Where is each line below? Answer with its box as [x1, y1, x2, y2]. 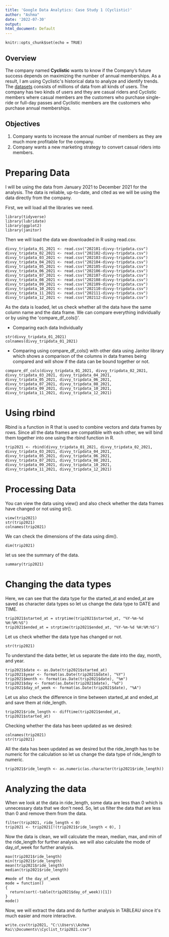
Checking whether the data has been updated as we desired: [5, 723, 133, 729]
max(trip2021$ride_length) [5, 854, 62, 859]
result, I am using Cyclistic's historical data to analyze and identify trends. [5, 78, 159, 84]
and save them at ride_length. [5, 699, 67, 705]
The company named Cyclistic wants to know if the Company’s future [5, 67, 151, 73]
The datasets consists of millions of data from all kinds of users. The [5, 83, 148, 89]
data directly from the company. [5, 195, 72, 201]
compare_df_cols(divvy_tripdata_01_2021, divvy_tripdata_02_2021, [5, 368, 148, 373]
